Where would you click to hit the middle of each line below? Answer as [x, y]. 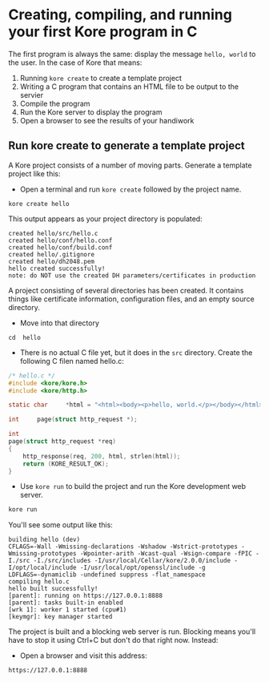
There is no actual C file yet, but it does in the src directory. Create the [136, 352]
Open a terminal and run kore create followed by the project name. [130, 189]
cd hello [25, 337]
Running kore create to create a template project [101, 78]
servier [32, 95]
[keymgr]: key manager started [60, 617]
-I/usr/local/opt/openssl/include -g [143, 568]
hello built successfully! [53, 589]
